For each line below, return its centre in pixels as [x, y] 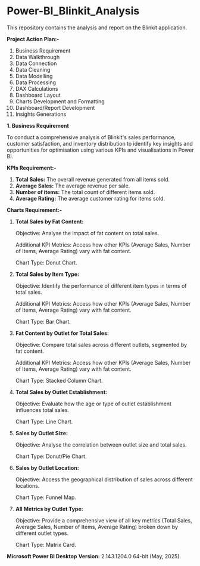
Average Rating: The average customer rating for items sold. [90, 198]
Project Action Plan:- [33, 39]
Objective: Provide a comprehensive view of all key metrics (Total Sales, [104, 520]
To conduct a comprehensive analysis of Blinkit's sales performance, [91, 137]
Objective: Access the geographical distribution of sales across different [104, 479]
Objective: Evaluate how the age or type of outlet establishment [93, 404]
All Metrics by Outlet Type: [49, 509]
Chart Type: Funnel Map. [46, 497]
